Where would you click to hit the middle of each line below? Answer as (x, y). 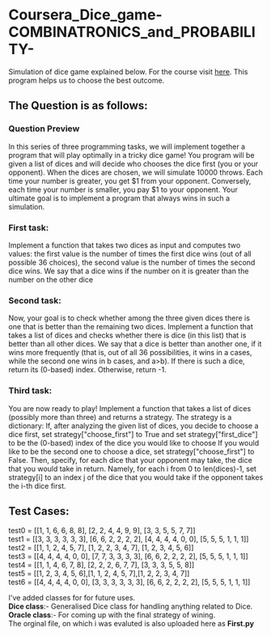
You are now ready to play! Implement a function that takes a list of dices (130, 408)
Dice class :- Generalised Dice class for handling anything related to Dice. (131, 606)
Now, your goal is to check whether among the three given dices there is (129, 318)
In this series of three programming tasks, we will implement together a (127, 146)
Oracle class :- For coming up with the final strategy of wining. (112, 615)
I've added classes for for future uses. (72, 598)
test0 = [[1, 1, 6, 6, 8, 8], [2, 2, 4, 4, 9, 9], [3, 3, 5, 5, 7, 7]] (102, 531)
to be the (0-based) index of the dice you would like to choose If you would (134, 443)
